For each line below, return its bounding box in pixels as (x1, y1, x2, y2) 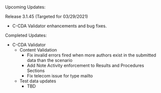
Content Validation (19, 47, 57, 53)
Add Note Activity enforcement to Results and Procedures (27, 63, 144, 68)
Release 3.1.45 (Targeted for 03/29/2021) (5, 14, 88, 19)
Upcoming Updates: (5, 4, 46, 10)
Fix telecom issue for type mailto (27, 73, 93, 78)
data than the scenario (27, 57, 73, 63)
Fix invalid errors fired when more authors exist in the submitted (27, 52, 156, 58)
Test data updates (19, 78, 56, 84)
